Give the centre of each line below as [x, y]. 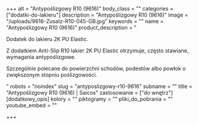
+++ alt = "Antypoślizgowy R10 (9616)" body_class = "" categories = [90, 9]
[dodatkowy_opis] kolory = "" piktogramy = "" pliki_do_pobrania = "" [90, 99]
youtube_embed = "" [32, 105]
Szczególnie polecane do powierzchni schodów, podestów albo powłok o [96, 68]
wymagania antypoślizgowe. [41, 57]
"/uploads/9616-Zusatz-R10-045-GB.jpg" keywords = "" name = [85, 21]
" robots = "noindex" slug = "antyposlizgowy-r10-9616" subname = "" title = [99, 86]
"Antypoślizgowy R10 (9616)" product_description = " [71, 27]
